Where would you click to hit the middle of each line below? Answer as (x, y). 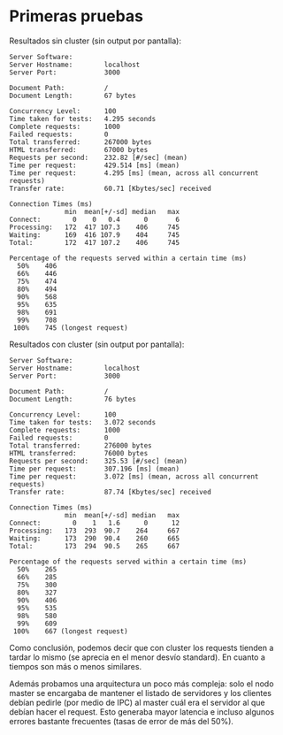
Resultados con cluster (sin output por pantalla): (97, 344)
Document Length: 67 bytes (73, 96)
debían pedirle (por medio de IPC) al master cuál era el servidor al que (137, 702)
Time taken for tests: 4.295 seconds (83, 119)
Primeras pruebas (76, 16)
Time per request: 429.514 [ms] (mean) (94, 165)
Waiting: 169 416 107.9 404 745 (94, 235)
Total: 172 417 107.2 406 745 (94, 242)
